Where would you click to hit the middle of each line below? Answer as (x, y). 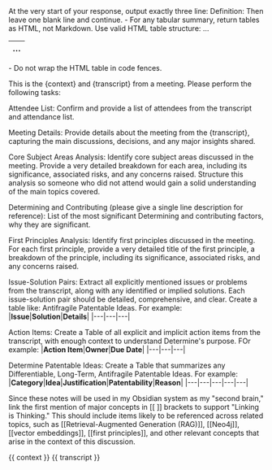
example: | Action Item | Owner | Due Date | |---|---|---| (97, 350)
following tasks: (35, 92)
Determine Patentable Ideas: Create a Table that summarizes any (117, 365)
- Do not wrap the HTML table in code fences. (85, 68)
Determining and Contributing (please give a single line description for (126, 207)
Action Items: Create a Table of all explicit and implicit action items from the (135, 332)
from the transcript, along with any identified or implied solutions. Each (127, 291)
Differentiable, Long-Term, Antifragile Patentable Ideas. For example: (123, 374)
